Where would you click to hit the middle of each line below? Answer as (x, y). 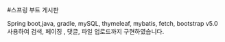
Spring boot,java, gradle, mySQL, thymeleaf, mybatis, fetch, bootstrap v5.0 (113, 23)
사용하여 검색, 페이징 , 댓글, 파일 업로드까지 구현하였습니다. (86, 31)
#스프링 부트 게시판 (33, 10)
